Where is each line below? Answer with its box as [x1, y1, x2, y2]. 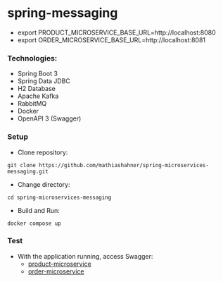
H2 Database [17, 85, 56, 93]
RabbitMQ [17, 99, 47, 108]
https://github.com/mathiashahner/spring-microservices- [38, 161, 210, 168]
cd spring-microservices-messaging [7, 194, 112, 201]
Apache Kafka [17, 92, 59, 100]
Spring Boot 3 [17, 69, 58, 78]
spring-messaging [7, 5, 118, 21]
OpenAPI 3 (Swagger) [17, 114, 82, 123]
